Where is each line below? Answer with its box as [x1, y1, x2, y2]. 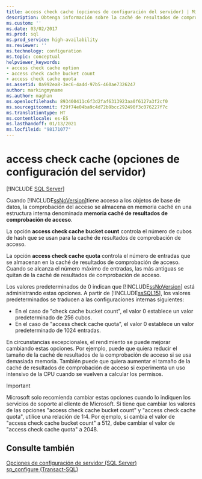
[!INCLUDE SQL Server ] [6, 185, 65, 192]
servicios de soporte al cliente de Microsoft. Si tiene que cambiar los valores [6, 400, 196, 407]
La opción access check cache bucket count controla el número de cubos [6, 227, 192, 235]
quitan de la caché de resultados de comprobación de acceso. [6, 271, 161, 278]
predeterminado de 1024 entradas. [14, 327, 101, 334]
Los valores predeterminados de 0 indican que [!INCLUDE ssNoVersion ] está [6, 283, 195, 290]
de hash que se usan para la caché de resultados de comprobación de [6, 234, 182, 241]
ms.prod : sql [6, 31, 39, 37]
